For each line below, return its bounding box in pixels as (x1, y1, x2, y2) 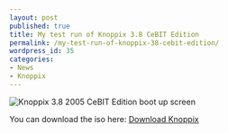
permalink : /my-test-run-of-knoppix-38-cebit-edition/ (9, 38, 220, 48)
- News (9, 64, 34, 73)
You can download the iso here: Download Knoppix (9, 113, 200, 124)
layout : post (9, 13, 59, 22)
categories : (9, 55, 54, 64)
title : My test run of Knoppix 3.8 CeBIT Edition (9, 30, 200, 39)
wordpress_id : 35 (9, 47, 75, 56)
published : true (9, 22, 70, 31)
